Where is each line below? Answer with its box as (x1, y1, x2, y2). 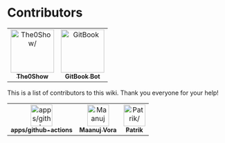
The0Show (16, 72, 48, 80)
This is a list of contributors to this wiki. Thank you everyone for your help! (7, 88, 219, 97)
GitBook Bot (64, 72, 100, 80)
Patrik (125, 126, 143, 134)
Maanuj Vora (79, 126, 117, 134)
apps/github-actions (10, 126, 73, 134)
